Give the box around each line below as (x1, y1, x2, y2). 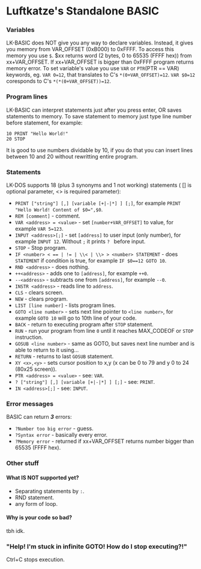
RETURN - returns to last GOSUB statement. (14, 353, 114, 360)
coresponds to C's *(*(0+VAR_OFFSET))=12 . (6, 78, 112, 85)
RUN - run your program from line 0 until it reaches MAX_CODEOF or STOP (14, 327, 194, 335)
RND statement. (14, 494, 55, 501)
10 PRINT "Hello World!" (6, 130, 68, 136)
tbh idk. (6, 527, 25, 534)
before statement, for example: (6, 119, 83, 126)
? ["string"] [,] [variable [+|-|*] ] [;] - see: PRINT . (14, 379, 155, 386)
